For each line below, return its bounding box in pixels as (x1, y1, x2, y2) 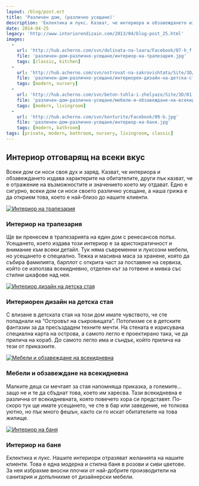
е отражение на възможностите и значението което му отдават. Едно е (6, 181, 188, 188)
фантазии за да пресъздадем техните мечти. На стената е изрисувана (6, 324, 185, 331)
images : (6, 36, 25, 42)
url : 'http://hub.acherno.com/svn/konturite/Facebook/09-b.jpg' (17, 114, 179, 120)
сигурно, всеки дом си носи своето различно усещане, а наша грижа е (6, 187, 188, 194)
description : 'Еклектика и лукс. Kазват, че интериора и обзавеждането (6, 20, 187, 26)
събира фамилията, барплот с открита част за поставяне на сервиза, (6, 258, 182, 265)
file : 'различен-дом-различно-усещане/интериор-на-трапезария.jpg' (17, 53, 187, 59)
